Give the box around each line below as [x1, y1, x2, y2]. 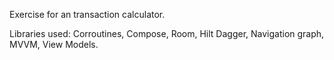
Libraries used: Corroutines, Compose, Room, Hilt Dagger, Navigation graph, [9, 28, 325, 39]
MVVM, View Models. [9, 39, 99, 50]
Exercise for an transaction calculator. [9, 9, 166, 20]
